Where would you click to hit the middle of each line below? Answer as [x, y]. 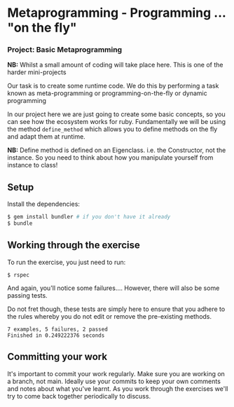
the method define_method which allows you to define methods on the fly [112, 129]
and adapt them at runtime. [46, 137]
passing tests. [27, 295]
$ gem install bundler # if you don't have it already [89, 217]
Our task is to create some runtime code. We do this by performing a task [113, 86]
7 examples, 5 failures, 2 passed [58, 329]
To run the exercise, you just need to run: [67, 262]
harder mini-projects [37, 72]
